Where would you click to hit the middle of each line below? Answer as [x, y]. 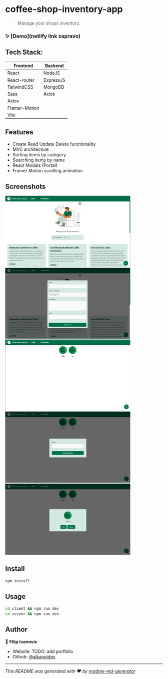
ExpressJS [54, 80]
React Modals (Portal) [35, 165]
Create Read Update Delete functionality [54, 144]
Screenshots [25, 186]
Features [19, 132]
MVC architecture [30, 149]
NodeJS [52, 73]
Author [16, 630]
